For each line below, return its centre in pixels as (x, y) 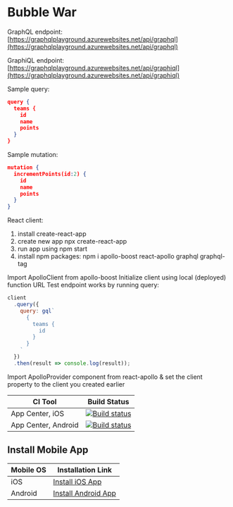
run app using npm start (52, 249)
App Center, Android (45, 425)
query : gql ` (37, 311)
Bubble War (42, 12)
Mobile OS (29, 470)
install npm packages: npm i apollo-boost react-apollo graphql (108, 256)
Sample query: (29, 89)
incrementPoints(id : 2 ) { (50, 174)
